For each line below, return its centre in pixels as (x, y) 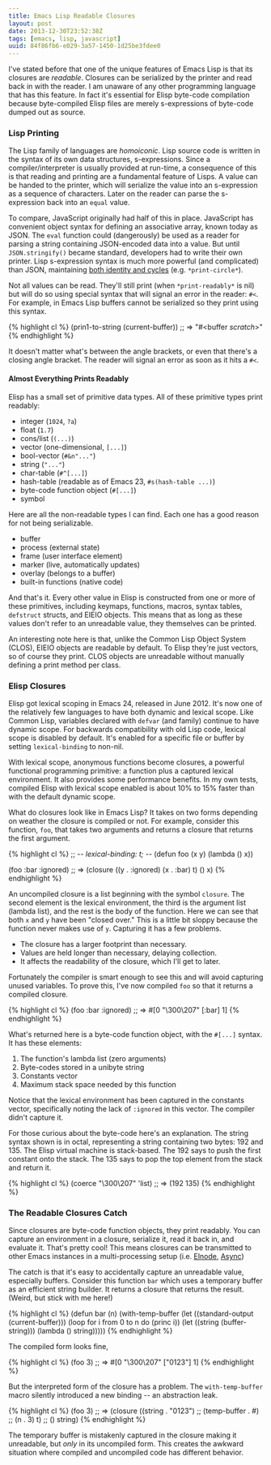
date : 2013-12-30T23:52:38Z (56, 31)
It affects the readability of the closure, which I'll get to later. (120, 961)
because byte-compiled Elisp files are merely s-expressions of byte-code (131, 104)
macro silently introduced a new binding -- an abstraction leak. (113, 1395)
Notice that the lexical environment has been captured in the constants (127, 1100)
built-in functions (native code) (72, 581)
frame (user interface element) (71, 555)
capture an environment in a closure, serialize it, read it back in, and (121, 1239)
